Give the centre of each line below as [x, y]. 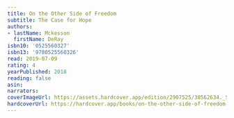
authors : [20, 26]
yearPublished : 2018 [37, 71]
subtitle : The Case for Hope [49, 20]
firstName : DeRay [39, 40]
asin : [15, 85]
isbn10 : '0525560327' [39, 46]
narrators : [23, 91]
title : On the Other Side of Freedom [62, 14]
